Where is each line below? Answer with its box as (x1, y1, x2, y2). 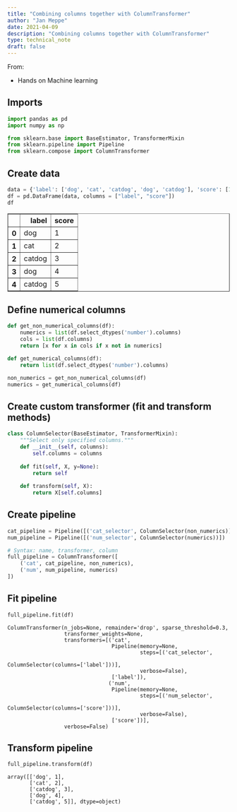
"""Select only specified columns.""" (20, 437, 134, 444)
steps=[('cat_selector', (140, 649, 213, 656)
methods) (7, 411, 51, 424)
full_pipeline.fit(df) (7, 611, 74, 619)
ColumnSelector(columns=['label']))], (7, 661, 121, 668)
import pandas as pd (7, 115, 68, 122)
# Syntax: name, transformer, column (7, 547, 119, 554)
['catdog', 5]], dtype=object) (29, 799, 121, 806)
